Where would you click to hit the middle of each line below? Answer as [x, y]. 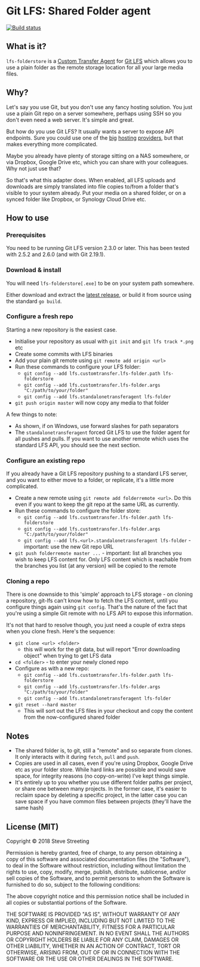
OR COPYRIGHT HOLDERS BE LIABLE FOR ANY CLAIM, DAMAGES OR [93, 940]
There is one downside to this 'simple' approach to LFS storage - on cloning [99, 594]
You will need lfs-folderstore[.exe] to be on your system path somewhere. [100, 283]
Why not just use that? [34, 168]
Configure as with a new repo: [52, 668]
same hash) [29, 808]
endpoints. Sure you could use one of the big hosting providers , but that [95, 138]
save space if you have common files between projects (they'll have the [103, 802]
